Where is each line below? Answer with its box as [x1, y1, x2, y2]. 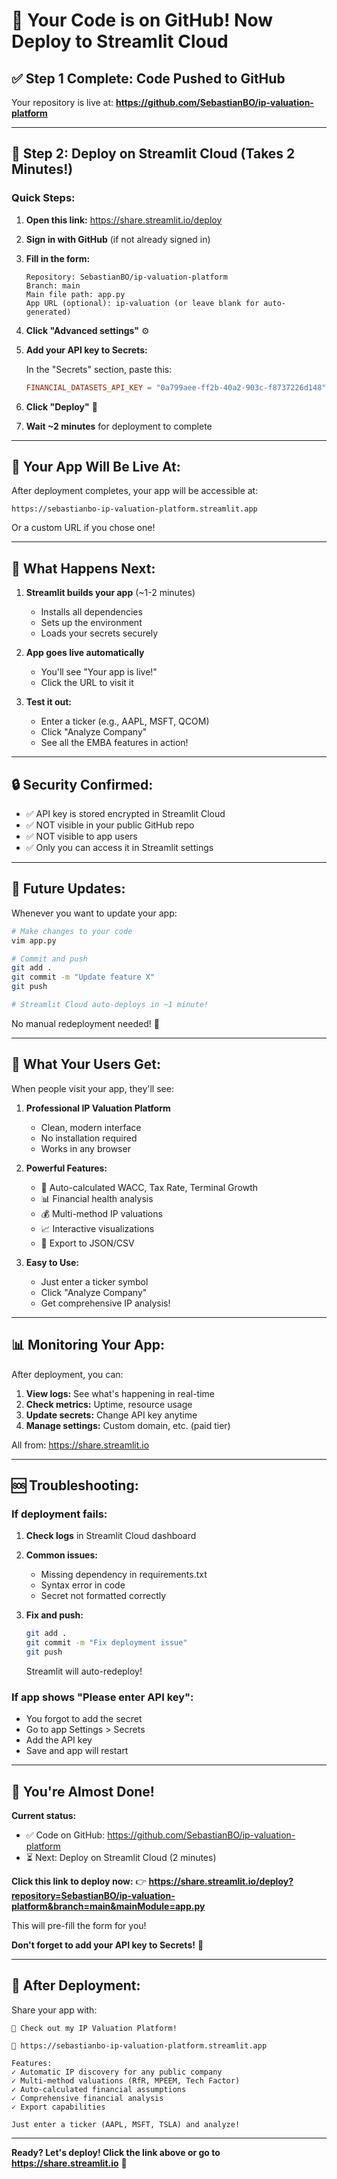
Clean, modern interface [40, 1121, 142, 1133]
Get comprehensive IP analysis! [40, 1297, 171, 1309]
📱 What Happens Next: [11, 560, 156, 577]
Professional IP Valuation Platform [25, 1102, 171, 1114]
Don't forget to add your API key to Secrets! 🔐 [11, 1939, 204, 1951]
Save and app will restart [25, 1745, 129, 1757]
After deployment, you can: [11, 1368, 124, 1380]
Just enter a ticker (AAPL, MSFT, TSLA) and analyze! [11, 2119, 241, 2129]
